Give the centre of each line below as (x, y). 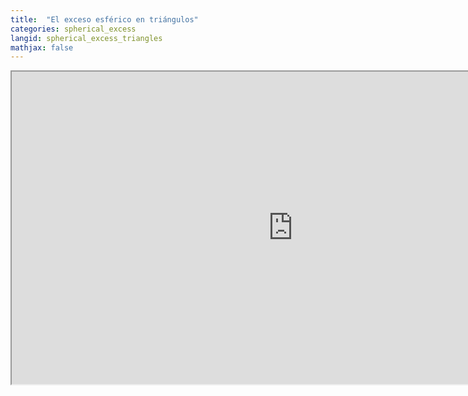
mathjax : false (42, 47)
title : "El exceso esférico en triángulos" (104, 19)
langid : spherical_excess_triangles (86, 38)
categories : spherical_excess (73, 29)
